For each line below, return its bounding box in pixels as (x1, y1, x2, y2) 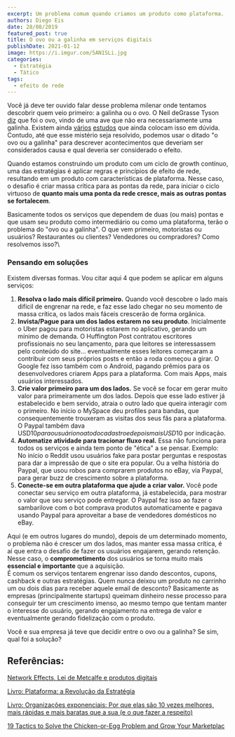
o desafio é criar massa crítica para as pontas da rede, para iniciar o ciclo (7, 182, 220, 190)
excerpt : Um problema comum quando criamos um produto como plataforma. (7, 10, 224, 18)
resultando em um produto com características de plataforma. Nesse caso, (7, 175, 224, 183)
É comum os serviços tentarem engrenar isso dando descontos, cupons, (7, 569, 217, 577)
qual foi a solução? (7, 635, 62, 643)
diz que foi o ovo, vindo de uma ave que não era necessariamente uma (7, 116, 213, 125)
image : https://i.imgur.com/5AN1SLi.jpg (7, 50, 128, 57)
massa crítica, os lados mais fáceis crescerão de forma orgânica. (17, 309, 206, 318)
